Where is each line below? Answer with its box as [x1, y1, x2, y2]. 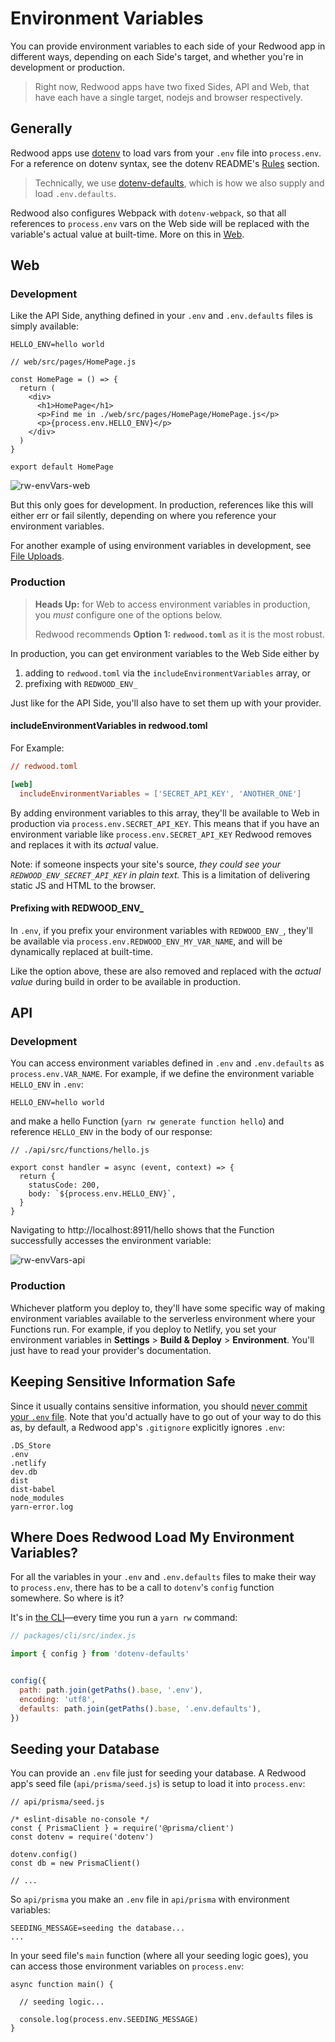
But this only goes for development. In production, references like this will [10, 499, 314, 511]
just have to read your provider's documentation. [10, 1344, 212, 1356]
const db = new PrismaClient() [10, 1858, 141, 1869]
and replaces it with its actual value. [10, 838, 159, 851]
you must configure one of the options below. [34, 608, 223, 621]
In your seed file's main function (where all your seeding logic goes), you [10, 1950, 309, 1962]
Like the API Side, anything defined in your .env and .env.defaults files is [10, 310, 313, 322]
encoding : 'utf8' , [19, 1694, 97, 1704]
